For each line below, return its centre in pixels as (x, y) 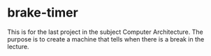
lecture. (18, 46)
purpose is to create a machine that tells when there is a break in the (106, 39)
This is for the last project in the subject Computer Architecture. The (105, 32)
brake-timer (43, 13)
